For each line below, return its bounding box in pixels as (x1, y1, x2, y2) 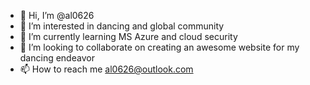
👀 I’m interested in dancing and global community (19, 20, 225, 32)
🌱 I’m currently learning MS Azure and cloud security (19, 31, 238, 42)
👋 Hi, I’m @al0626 (19, 10, 95, 21)
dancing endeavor (19, 52, 95, 64)
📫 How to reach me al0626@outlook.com (19, 63, 194, 75)
